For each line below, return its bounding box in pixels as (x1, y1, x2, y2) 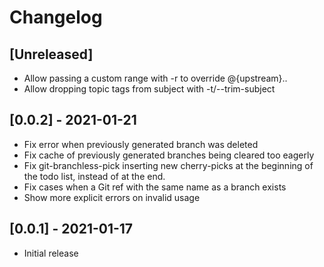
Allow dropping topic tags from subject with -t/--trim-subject (23, 83, 276, 95)
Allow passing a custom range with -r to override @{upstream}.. (23, 72, 288, 84)
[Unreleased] (9, 46, 94, 63)
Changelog (9, 6, 103, 29)
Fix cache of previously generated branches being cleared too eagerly (23, 149, 315, 161)
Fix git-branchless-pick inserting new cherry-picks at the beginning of (23, 159, 314, 171)
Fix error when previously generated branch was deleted (23, 138, 259, 150)
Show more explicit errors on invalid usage (23, 191, 201, 203)
